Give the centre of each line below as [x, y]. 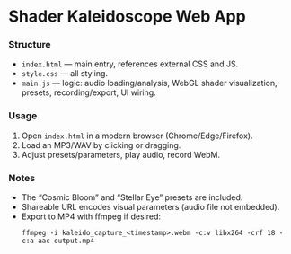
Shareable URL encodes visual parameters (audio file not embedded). [150, 207]
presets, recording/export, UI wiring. [88, 92]
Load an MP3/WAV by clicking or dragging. [101, 145]
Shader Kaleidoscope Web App [127, 17]
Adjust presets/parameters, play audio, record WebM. [121, 154]
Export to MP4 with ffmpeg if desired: [91, 216]
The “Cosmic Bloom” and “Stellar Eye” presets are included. [132, 197]
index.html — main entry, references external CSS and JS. [130, 64]
